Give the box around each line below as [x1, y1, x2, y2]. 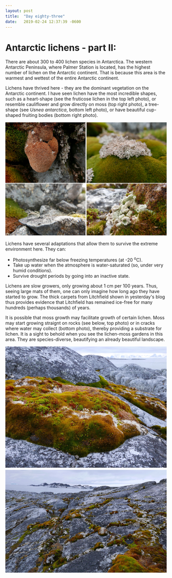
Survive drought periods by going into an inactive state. [12, 273, 130, 279]
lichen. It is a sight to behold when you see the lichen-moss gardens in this [5, 331, 163, 337]
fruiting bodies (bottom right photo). [22, 112, 98, 118]
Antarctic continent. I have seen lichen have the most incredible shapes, [5, 90, 157, 97]
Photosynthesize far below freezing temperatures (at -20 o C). [12, 256, 143, 263]
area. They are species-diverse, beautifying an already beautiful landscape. [5, 336, 165, 343]
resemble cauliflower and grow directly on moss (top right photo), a [5, 101, 147, 108]
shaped [5, 112, 21, 118]
